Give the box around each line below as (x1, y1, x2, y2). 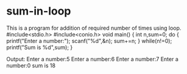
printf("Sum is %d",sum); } (6, 44, 73, 51)
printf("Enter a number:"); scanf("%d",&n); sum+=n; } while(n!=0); (6, 37, 172, 44)
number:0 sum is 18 (6, 62, 56, 69)
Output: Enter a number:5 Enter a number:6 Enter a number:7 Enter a (6, 55, 178, 62)
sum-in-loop (6, 4, 71, 18)
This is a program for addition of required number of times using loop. (6, 24, 182, 32)
